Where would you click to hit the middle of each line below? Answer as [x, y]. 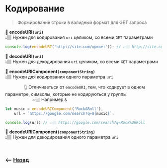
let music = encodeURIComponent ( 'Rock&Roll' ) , [54, 109]
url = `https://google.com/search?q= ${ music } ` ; [64, 113]
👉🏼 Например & [49, 99]
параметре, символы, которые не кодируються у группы [66, 94]
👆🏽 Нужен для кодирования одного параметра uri [59, 77]
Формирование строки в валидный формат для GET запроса [82, 22]
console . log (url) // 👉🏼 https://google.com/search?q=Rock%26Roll [75, 122]
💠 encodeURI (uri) [24, 32]
